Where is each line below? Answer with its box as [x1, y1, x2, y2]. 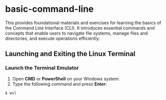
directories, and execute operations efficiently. [5, 35, 100, 41]
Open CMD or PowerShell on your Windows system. [12, 75, 120, 82]
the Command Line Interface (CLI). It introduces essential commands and [5, 25, 155, 31]
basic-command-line [5, 3, 94, 15]
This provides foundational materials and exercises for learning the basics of [5, 20, 162, 26]
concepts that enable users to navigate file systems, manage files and [5, 30, 148, 36]
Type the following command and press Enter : [12, 81, 108, 87]
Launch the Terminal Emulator [5, 65, 79, 71]
